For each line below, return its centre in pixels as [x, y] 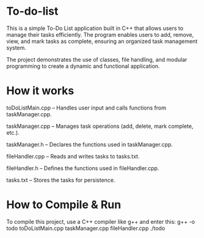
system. [16, 48]
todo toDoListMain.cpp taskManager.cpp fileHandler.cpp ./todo [86, 228]
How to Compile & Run [64, 205]
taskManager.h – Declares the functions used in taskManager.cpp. [89, 144]
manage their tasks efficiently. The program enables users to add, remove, [100, 34]
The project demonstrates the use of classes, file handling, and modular [97, 59]
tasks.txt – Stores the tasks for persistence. [61, 180]
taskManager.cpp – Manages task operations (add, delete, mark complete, [100, 126]
